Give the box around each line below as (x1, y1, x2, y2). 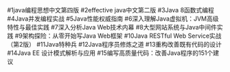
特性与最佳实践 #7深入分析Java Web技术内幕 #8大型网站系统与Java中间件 (7, 23, 218, 31)
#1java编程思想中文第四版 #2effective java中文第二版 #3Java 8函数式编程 (7, 6, 215, 14)
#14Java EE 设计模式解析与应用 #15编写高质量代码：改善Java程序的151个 (7, 49, 214, 57)
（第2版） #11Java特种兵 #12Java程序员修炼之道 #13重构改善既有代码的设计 (7, 40, 222, 48)
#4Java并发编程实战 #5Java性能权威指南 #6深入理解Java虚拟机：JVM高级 (7, 14, 219, 23)
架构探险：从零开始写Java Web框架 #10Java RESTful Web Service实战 (22, 32, 222, 40)
